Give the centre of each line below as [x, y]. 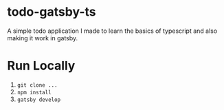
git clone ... [37, 85]
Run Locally [41, 66]
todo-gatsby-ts [52, 12]
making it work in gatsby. [43, 38]
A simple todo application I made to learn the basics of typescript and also [112, 31]
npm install [34, 92]
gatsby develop [39, 100]
